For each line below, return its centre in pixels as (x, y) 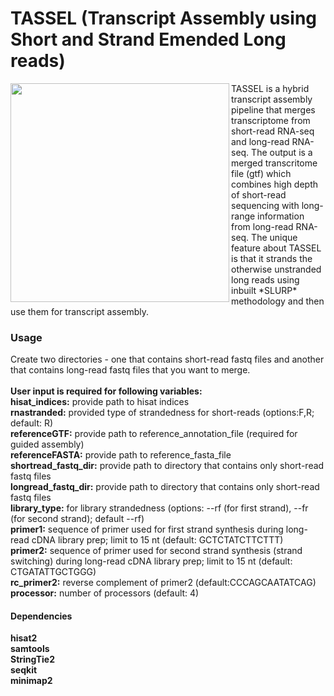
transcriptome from (271, 120)
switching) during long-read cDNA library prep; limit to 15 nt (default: (151, 561)
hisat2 (24, 638)
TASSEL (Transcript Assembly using (164, 18)
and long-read (260, 141)
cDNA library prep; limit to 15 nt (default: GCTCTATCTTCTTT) (157, 540)
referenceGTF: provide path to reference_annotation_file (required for (154, 434)
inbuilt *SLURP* (264, 290)
